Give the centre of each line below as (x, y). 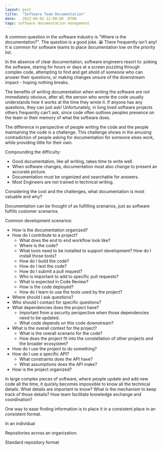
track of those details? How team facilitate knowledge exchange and (73, 395)
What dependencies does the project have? (55, 308)
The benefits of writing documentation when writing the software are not (77, 92)
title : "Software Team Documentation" (45, 14)
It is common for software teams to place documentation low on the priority (80, 47)
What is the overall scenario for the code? (61, 333)
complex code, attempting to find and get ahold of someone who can (74, 72)
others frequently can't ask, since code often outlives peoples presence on (80, 113)
